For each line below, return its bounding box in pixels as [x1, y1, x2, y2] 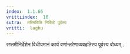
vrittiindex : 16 [6, 14, 49, 20]
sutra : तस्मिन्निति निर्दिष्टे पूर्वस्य [6, 19, 66, 25]
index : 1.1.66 [6, 8, 44, 15]
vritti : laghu [6, 25, 44, 31]
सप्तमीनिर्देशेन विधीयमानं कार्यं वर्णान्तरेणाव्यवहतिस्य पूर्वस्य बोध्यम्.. [6, 41, 125, 48]
